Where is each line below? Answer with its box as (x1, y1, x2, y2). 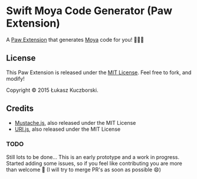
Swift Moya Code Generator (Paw (6, 4, 173, 18)
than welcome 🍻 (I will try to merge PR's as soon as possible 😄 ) (6, 166, 161, 173)
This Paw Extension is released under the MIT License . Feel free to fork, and (6, 69, 192, 76)
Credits (6, 104, 34, 114)
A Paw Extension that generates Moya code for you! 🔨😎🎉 (6, 36, 145, 43)
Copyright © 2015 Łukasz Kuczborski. (6, 87, 98, 94)
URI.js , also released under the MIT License (14, 125, 121, 132)
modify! (6, 75, 25, 82)
